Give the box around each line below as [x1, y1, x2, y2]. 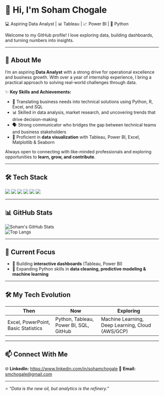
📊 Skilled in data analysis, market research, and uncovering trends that [12, 109, 156, 115]
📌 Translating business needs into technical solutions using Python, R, [12, 99, 153, 104]
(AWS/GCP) [101, 328, 128, 334]
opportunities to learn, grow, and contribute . [5, 154, 96, 160]
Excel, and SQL [12, 104, 43, 109]
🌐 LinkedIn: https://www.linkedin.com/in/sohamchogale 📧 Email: [5, 366, 136, 372]
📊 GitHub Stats [5, 208, 53, 217]
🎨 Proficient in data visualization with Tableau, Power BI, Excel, [12, 134, 140, 140]
